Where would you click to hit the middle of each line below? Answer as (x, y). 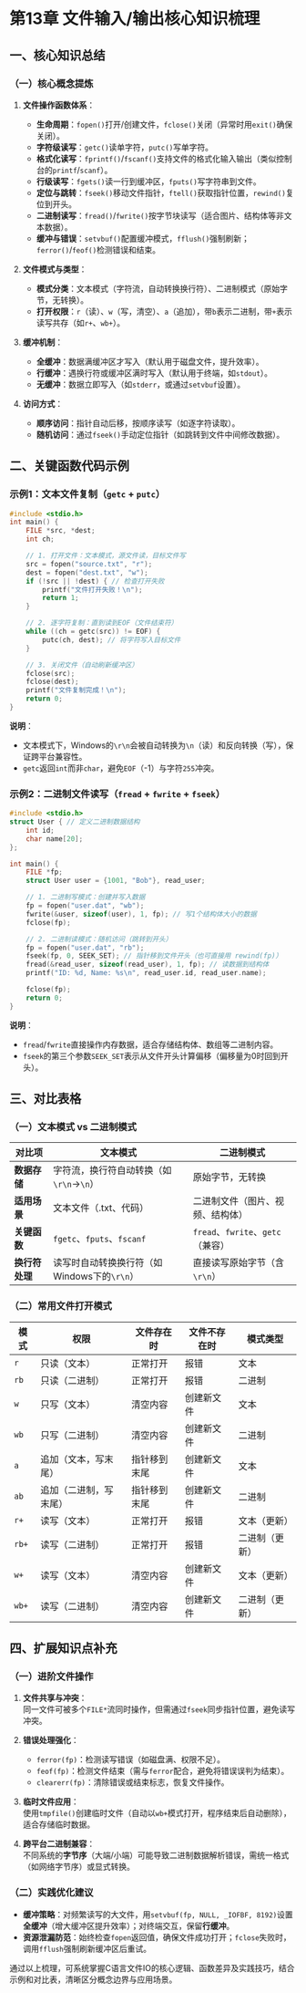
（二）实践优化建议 (51, 1893)
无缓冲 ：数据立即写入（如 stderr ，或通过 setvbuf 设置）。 (141, 384)
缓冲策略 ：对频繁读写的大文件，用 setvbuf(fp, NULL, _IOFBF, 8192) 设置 (158, 1914)
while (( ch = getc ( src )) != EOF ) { (93, 632)
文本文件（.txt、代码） (101, 1208)
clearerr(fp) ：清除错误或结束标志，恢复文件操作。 (133, 1782)
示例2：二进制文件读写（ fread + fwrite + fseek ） (117, 794)
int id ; (40, 830)
